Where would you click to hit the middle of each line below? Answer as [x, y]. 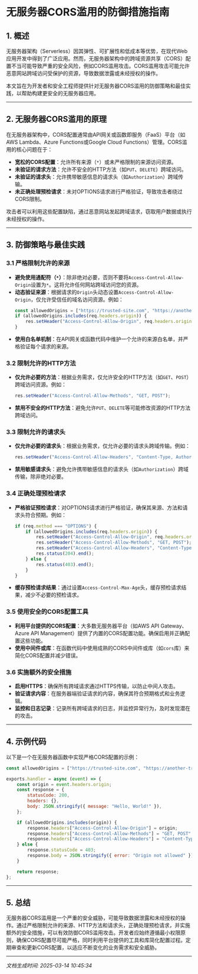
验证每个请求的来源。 [46, 346]
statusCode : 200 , [48, 795]
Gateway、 [174, 626]
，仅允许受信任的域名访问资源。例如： [77, 299]
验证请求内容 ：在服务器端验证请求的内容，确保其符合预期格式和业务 [97, 693]
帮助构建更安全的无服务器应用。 [60, 93]
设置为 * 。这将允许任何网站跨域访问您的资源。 [86, 284]
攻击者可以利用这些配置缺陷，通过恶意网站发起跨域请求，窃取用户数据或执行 [99, 211]
